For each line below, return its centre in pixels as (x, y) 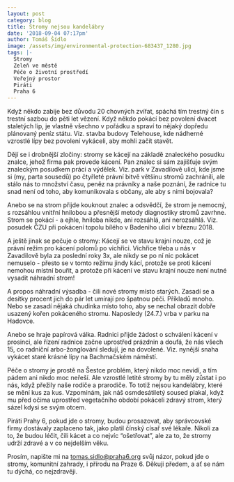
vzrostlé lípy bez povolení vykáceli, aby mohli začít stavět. (90, 141)
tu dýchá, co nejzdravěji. (42, 472)
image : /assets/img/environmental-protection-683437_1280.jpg (99, 46)
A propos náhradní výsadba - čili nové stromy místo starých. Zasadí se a (111, 292)
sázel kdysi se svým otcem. (47, 407)
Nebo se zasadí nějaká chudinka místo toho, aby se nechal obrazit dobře (111, 306)
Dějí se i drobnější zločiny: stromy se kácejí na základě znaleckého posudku (116, 155)
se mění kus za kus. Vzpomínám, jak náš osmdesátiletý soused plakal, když (116, 393)
